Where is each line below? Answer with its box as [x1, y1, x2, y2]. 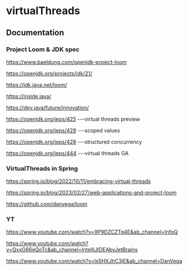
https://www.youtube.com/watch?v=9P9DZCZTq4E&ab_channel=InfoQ [6, 228, 178, 236]
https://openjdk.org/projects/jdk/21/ [6, 69, 93, 77]
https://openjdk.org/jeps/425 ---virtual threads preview [6, 115, 140, 122]
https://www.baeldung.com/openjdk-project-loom [6, 58, 127, 65]
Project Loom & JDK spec [6, 45, 80, 54]
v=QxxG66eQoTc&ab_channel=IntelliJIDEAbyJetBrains [6, 246, 138, 254]
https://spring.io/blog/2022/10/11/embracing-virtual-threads [6, 178, 151, 185]
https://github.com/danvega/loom [6, 201, 88, 208]
